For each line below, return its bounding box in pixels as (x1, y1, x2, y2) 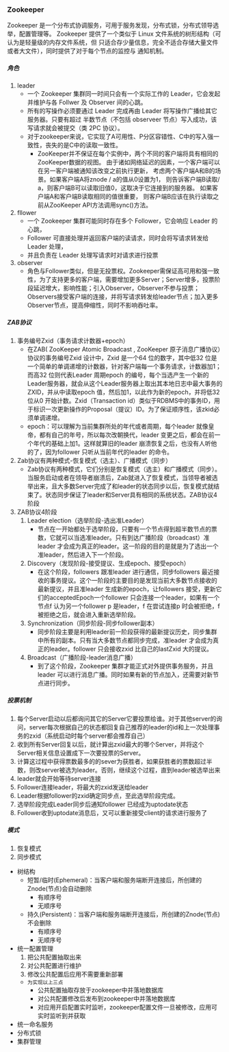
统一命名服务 (16, 1020, 53, 1029)
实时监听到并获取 (37, 1012, 86, 1020)
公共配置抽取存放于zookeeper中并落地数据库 (37, 986, 164, 994)
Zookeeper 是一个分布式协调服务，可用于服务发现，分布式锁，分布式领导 (7, 21, 213, 29)
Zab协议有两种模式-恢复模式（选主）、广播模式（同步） (16, 457, 172, 465)
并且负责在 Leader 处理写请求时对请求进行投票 (27, 251, 159, 260)
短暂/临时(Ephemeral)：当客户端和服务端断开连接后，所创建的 (27, 876, 202, 884)
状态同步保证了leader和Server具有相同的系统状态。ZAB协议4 (45, 491, 217, 499)
